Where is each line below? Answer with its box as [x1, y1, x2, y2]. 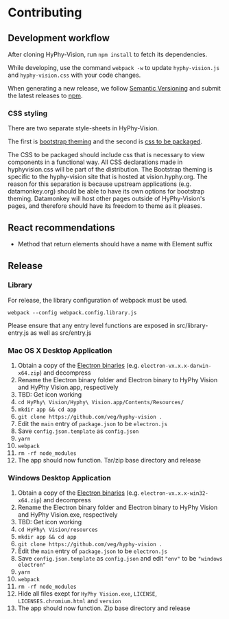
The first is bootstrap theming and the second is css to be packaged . [8, 137, 203, 145]
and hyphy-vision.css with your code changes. [8, 71, 141, 79]
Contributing [8, 5, 82, 21]
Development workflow [8, 32, 110, 44]
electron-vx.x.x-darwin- [141, 362, 212, 370]
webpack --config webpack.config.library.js [8, 309, 137, 316]
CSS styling [8, 108, 48, 118]
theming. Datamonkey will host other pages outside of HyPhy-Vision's [8, 194, 206, 203]
